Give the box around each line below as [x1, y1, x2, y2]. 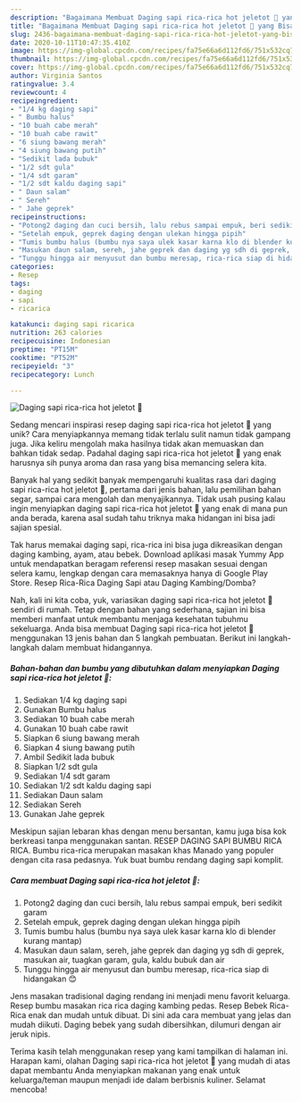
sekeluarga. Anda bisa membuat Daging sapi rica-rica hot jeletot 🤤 [10, 623, 255, 635]
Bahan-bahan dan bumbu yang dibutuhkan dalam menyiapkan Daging [10, 662, 280, 673]
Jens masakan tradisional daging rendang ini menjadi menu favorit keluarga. [10, 991, 291, 1002]
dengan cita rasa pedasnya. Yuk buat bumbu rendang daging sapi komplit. [10, 854, 284, 865]
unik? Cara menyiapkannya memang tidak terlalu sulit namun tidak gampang [10, 429, 291, 440]
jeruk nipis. [10, 1029, 51, 1039]
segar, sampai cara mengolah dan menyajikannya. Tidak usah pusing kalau [10, 493, 286, 505]
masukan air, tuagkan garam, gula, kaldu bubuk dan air [22, 955, 226, 965]
